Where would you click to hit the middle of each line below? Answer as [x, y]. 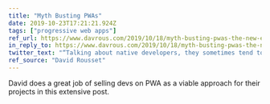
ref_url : [23, 38]
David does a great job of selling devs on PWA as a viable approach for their [135, 83]
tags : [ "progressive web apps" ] [62, 30]
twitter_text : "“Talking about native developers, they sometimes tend [131, 53]
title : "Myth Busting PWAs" [55, 16]
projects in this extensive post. [59, 91]
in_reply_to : [30, 46]
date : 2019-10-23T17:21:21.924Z [62, 23]
